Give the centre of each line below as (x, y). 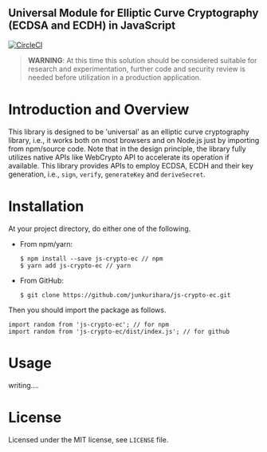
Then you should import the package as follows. (87, 310)
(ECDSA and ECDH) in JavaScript (92, 26)
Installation (46, 206)
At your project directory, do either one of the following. (100, 228)
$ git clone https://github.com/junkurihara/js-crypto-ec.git (125, 295)
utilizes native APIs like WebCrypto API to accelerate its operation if (119, 157)
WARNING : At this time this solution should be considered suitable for (142, 60)
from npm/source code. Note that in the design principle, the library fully (127, 149)
